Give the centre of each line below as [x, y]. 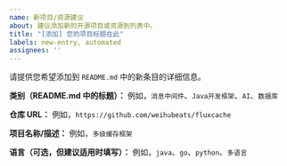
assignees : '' [36, 51]
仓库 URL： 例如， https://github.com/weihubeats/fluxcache [120, 115]
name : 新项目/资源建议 [47, 17]
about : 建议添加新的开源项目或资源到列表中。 [83, 26]
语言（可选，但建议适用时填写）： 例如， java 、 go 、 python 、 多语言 [128, 153]
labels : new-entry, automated [66, 42]
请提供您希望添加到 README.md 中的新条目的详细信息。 [108, 77]
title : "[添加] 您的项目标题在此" [66, 34]
